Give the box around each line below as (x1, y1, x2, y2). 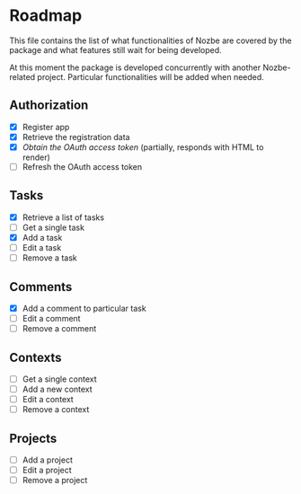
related (9, 71, 36, 82)
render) (22, 152, 51, 163)
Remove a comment (22, 323, 97, 334)
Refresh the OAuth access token (22, 161, 143, 172)
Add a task (22, 232, 63, 243)
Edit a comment (22, 313, 81, 323)
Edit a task (22, 243, 62, 252)
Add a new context (22, 384, 93, 394)
